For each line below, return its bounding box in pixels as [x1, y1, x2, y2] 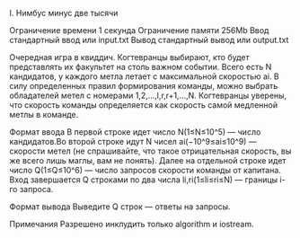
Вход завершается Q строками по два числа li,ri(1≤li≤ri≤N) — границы [9, 174, 278, 185]
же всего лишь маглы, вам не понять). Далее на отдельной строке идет [9, 155, 287, 165]
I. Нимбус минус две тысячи [9, 8, 119, 18]
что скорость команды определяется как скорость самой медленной [9, 100, 278, 110]
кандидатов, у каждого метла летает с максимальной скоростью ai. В [9, 71, 280, 82]
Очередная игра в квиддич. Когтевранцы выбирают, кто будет [9, 52, 250, 62]
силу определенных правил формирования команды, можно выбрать [9, 81, 278, 91]
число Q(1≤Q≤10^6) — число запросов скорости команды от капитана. [9, 165, 281, 175]
